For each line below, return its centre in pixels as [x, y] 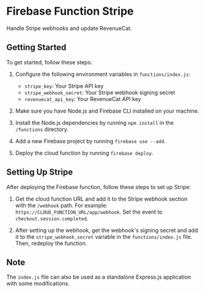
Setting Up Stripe [40, 172]
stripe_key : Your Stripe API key [64, 86]
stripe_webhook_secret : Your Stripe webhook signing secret [100, 92]
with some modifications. [38, 283]
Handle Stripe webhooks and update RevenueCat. [69, 28]
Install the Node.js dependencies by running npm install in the [95, 122]
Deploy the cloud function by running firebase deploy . [84, 153]
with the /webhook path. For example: [61, 205]
